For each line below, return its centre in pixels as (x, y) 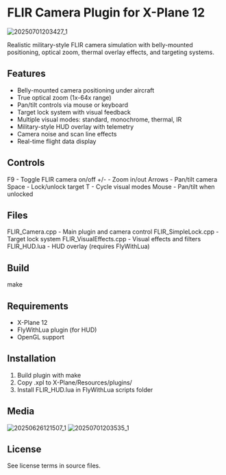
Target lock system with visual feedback (74, 112)
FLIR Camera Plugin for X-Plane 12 (106, 13)
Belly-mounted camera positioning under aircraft (86, 90)
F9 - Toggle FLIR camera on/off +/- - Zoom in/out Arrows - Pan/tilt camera (112, 179)
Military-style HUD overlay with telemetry (75, 126)
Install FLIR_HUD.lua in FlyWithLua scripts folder (85, 389)
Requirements (38, 306)
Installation (32, 359)
